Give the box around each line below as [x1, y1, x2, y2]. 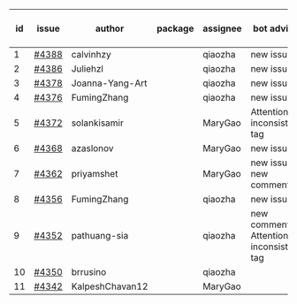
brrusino [71, 266, 107, 277]
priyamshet [71, 168, 118, 179]
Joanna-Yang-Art [71, 77, 148, 89]
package [156, 22, 194, 34]
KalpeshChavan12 [71, 280, 148, 293]
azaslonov [71, 142, 114, 154]
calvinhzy [71, 49, 112, 60]
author [95, 22, 125, 34]
